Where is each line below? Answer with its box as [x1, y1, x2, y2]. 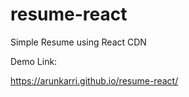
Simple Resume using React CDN [10, 36, 147, 48]
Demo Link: [10, 55, 58, 67]
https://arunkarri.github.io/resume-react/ [10, 74, 179, 87]
